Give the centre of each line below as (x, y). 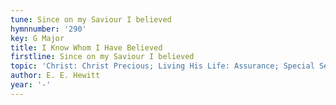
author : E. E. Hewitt (55, 76)
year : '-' (31, 85)
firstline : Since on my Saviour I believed (102, 57)
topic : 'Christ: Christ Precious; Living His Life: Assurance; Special (162, 66)
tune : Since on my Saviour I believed (91, 19)
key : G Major (37, 38)
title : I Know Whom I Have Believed (86, 47)
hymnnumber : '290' (48, 29)
